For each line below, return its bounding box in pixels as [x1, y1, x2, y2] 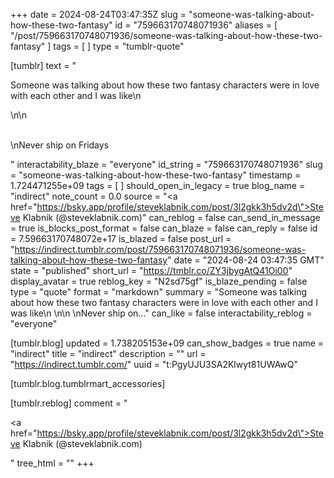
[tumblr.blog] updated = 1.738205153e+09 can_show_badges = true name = [10, 337, 325, 349]
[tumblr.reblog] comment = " [10, 397, 128, 409]
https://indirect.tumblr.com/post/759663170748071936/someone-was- [14, 244, 307, 255]
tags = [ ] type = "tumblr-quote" [53, 40, 185, 52]
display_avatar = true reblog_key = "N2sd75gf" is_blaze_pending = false [10, 275, 308, 287]
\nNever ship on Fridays [10, 139, 110, 151]
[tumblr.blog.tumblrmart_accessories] [10, 378, 166, 389]
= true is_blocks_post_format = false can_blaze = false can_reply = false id [10, 222, 318, 234]
